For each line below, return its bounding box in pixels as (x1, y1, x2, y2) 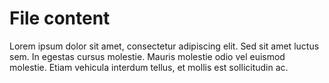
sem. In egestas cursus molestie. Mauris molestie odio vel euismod (9, 50, 286, 62)
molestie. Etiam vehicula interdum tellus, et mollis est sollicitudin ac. (9, 61, 289, 73)
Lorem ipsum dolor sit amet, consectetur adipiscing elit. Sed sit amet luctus (9, 40, 320, 52)
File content (9, 7, 111, 30)
